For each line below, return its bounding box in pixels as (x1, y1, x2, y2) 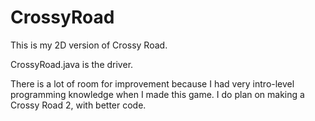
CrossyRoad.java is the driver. (10, 58, 134, 70)
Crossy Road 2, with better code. (10, 99, 147, 111)
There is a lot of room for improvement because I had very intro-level (10, 77, 295, 90)
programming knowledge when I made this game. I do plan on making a (10, 88, 305, 100)
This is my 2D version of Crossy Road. (10, 39, 168, 51)
